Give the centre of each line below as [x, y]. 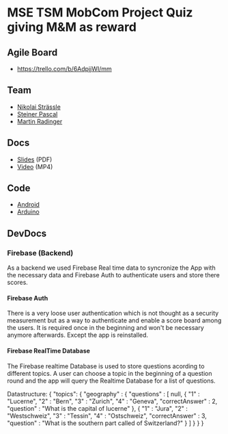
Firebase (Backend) [40, 253]
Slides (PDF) [34, 159]
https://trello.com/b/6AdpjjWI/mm [65, 69]
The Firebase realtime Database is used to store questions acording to [106, 366]
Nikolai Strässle [39, 107]
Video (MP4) [35, 166]
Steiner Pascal [37, 114]
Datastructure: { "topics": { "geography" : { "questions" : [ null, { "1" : [103, 394]
